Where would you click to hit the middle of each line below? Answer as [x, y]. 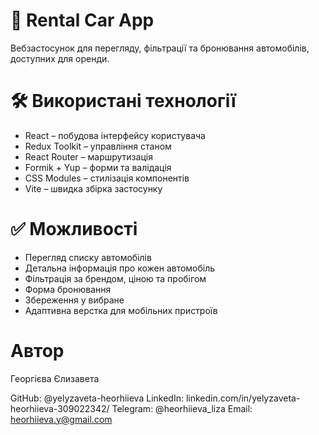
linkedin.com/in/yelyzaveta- [243, 398]
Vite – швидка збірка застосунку [93, 188]
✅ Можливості [74, 229]
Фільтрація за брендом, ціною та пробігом [115, 278]
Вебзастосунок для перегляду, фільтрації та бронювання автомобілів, [160, 48]
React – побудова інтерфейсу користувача [115, 135]
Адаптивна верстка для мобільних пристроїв [121, 310]
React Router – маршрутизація [88, 156]
